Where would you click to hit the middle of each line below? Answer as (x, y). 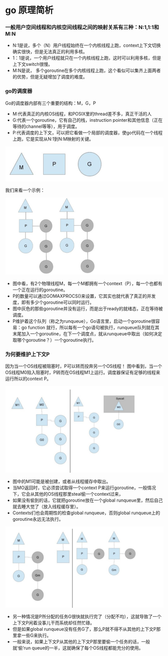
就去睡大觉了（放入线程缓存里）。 (47, 506)
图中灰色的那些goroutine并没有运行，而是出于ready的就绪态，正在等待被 (88, 309)
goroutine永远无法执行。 (38, 519)
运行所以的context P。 (28, 379)
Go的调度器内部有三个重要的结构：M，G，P (51, 103)
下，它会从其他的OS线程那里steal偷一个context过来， (68, 494)
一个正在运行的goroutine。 (40, 290)
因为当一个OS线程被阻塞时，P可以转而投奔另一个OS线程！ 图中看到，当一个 (84, 366)
